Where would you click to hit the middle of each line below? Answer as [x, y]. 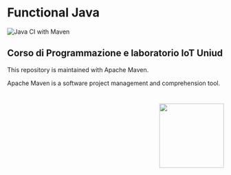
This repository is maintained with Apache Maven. [78, 69]
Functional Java [53, 13]
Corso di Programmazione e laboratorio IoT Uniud [115, 53]
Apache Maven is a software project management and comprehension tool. [114, 83]
